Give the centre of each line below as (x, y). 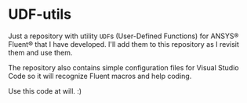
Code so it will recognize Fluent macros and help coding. (100, 76)
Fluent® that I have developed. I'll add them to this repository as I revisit (123, 44)
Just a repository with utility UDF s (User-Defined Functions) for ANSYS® (123, 36)
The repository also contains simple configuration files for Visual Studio (123, 67)
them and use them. (40, 52)
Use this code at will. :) (45, 91)
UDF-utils (40, 14)
